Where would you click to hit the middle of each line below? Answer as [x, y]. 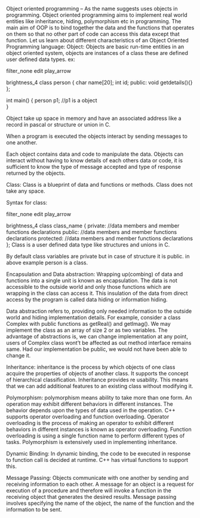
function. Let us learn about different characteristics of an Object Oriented [98, 40]
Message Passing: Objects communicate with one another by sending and [98, 478]
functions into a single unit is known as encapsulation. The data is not [92, 280]
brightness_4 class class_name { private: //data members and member [93, 226]
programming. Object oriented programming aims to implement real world [97, 15]
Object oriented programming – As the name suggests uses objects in [92, 9]
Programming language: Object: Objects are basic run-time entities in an [95, 47]
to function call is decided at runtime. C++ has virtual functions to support [97, 460]
